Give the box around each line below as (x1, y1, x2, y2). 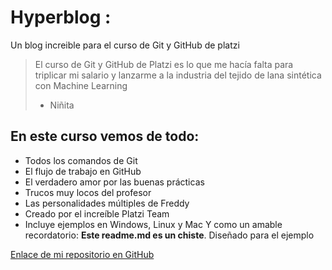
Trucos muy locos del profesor (24, 186, 152, 198)
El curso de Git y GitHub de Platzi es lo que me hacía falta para (34, 58, 294, 70)
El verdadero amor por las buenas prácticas (24, 176, 205, 188)
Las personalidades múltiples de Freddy (24, 197, 190, 209)
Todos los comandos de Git (24, 154, 138, 166)
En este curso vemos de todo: (10, 128, 200, 145)
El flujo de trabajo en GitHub (24, 165, 142, 177)
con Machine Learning (34, 79, 128, 91)
